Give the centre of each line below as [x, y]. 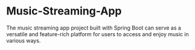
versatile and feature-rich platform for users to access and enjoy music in [97, 34]
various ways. [24, 40]
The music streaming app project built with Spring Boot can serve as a [94, 28]
